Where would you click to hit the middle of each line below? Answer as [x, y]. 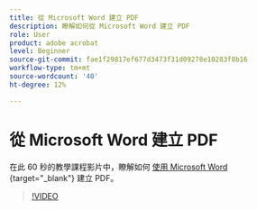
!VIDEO [45, 196]
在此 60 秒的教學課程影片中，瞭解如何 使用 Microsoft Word [119, 167]
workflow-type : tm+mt [50, 68]
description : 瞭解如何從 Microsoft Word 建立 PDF [100, 26]
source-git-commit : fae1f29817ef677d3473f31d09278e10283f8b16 [128, 59]
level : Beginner [40, 51]
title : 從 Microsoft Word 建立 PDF [74, 18]
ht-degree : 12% [38, 85]
